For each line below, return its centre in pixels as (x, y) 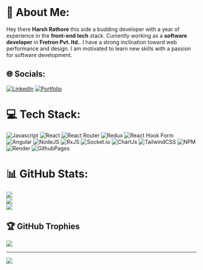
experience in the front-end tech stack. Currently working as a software (97, 35)
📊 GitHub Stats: (47, 174)
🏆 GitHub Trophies (43, 227)
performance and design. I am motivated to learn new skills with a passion (99, 49)
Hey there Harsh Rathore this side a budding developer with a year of (93, 29)
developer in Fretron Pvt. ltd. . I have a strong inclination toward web (92, 42)
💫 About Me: (38, 12)
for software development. (39, 55)
